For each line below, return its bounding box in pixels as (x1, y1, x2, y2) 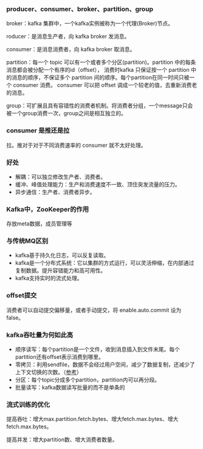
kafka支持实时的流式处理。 (15, 275, 83, 282)
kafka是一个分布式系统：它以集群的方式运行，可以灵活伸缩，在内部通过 (15, 260, 194, 267)
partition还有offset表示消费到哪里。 (15, 353, 105, 361)
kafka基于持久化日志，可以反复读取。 (15, 252, 109, 259)
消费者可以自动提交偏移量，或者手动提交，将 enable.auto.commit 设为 (6, 306, 182, 314)
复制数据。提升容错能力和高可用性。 (15, 267, 106, 274)
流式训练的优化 (6, 400, 50, 409)
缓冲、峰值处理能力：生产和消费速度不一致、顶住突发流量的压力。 (15, 180, 181, 188)
